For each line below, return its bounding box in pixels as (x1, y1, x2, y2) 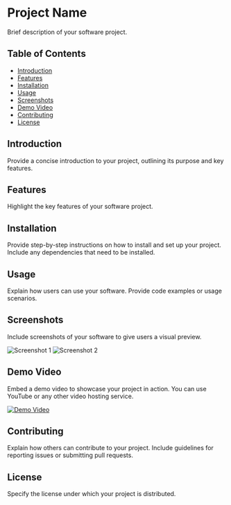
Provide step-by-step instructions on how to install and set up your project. (7, 241, 222, 249)
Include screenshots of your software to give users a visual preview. (7, 332, 202, 341)
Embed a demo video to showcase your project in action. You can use (7, 384, 207, 393)
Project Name (7, 5, 87, 21)
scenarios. (7, 294, 37, 302)
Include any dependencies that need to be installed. (7, 248, 155, 257)
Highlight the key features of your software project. (7, 203, 154, 211)
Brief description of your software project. (7, 28, 128, 36)
